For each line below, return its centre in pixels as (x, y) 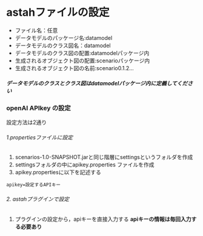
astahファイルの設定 (58, 12)
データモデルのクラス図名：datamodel (63, 45)
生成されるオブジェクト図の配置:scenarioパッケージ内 (82, 61)
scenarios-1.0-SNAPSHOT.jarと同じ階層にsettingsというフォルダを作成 (104, 157)
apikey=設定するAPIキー (33, 185)
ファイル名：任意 (36, 30)
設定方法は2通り (27, 122)
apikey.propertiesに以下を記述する (58, 172)
